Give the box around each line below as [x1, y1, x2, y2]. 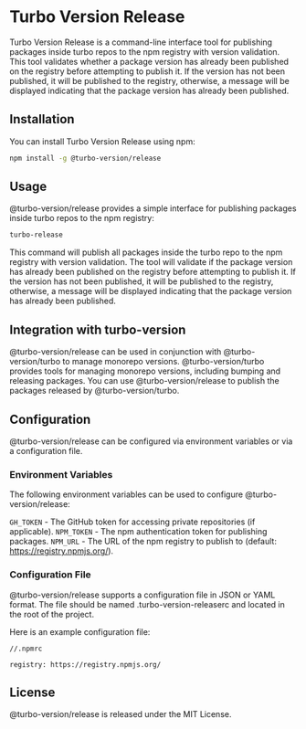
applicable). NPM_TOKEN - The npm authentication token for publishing [9, 526, 268, 537]
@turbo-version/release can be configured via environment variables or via [9, 436, 293, 447]
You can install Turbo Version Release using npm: [9, 135, 195, 147]
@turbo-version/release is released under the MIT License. [9, 709, 232, 720]
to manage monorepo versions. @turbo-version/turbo [62, 356, 265, 367]
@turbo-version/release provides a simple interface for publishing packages [9, 203, 297, 214]
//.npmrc [9, 644, 43, 653]
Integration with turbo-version [9, 322, 186, 337]
